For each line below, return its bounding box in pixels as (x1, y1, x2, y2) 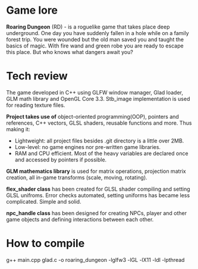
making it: (6, 125, 30, 132)
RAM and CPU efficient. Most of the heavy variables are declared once (14, 150, 188, 157)
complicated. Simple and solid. (6, 198, 81, 205)
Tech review (6, 69, 68, 83)
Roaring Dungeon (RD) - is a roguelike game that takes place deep (6, 23, 170, 30)
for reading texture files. (6, 102, 65, 109)
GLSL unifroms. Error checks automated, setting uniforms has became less (6, 191, 190, 199)
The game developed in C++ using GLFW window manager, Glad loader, (6, 88, 183, 96)
